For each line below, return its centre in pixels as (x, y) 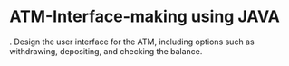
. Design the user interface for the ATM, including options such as (132, 42)
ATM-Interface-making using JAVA (145, 17)
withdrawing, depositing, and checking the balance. (106, 51)
